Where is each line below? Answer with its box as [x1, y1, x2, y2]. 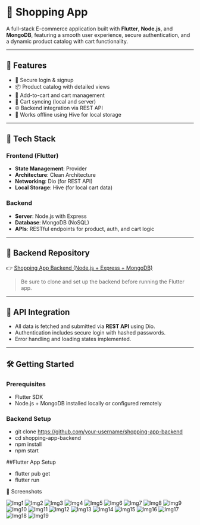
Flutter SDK [14, 393, 43, 401]
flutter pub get [14, 470, 51, 477]
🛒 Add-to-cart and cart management [14, 92, 105, 99]
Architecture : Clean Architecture [14, 171, 96, 179]
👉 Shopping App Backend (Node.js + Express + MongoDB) [6, 264, 153, 271]
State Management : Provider [14, 165, 87, 172]
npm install [14, 440, 42, 448]
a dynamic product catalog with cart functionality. [6, 37, 129, 45]
